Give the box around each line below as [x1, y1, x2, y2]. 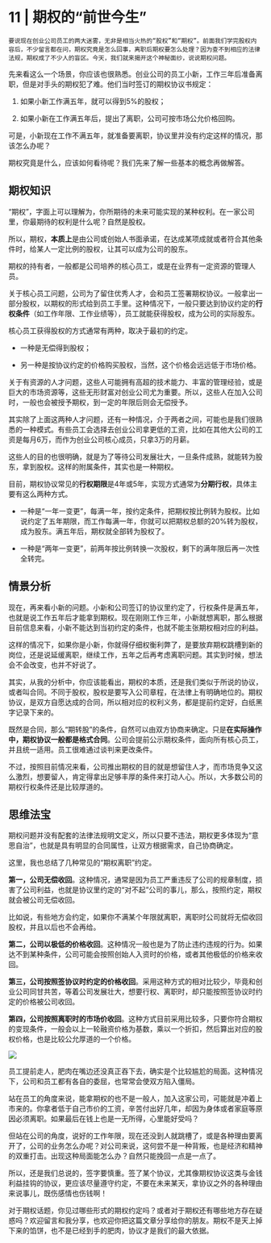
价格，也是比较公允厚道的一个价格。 [15, 1034, 135, 1044]
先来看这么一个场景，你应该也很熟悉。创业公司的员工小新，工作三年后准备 [8, 69, 256, 78]
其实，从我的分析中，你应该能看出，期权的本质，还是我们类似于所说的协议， [8, 677, 263, 686]
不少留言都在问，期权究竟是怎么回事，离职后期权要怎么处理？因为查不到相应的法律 [26, 45, 261, 53]
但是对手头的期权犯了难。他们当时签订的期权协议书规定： [22, 79, 214, 89]
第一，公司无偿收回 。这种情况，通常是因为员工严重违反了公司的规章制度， [8, 875, 256, 885]
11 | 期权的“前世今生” [8, 8, 147, 27]
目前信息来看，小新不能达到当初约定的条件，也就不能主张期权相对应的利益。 [8, 623, 263, 632]
